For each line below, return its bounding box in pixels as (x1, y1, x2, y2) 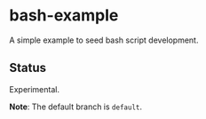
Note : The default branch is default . (9, 101, 143, 112)
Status (9, 60, 47, 75)
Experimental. (9, 83, 60, 94)
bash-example (9, 5, 119, 26)
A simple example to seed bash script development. (9, 35, 199, 45)
